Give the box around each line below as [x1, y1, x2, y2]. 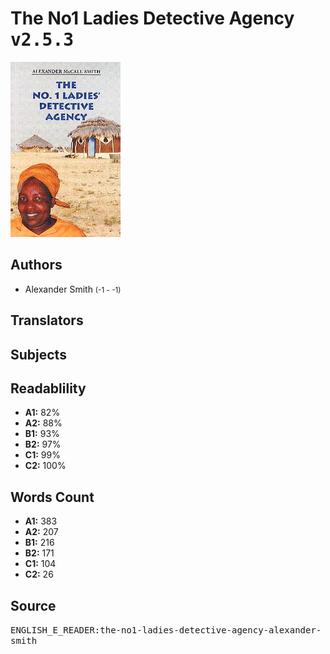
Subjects [10, 346, 67, 363]
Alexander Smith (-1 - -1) [24, 283, 122, 295]
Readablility [10, 380, 87, 397]
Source [10, 597, 57, 614]
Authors [10, 257, 63, 274]
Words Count [10, 488, 95, 506]
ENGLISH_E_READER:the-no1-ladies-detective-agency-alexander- [10, 624, 322, 636]
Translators [10, 312, 84, 329]
